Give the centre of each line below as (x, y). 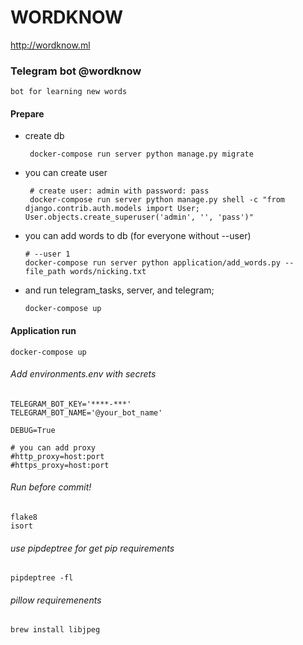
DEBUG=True (33, 430)
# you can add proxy (53, 447)
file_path (45, 272)
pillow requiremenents (56, 600)
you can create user (66, 173)
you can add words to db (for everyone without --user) (138, 236)
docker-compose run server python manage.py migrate (141, 154)
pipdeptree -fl (42, 578)
